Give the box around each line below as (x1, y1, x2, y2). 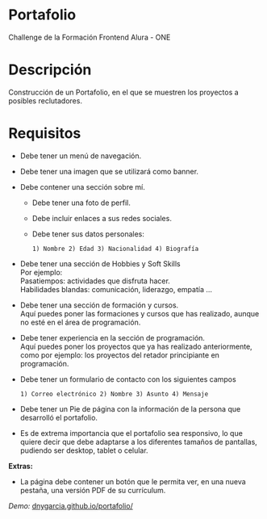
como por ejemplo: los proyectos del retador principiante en (19, 349, 220, 360)
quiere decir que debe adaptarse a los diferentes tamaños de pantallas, (19, 437, 258, 446)
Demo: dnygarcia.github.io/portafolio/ (8, 500, 133, 510)
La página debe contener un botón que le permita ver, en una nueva (19, 476, 246, 486)
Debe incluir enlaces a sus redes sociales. (31, 213, 172, 223)
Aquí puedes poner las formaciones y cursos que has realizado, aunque (19, 308, 260, 318)
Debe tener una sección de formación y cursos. (19, 300, 179, 310)
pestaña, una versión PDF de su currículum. (19, 485, 166, 495)
